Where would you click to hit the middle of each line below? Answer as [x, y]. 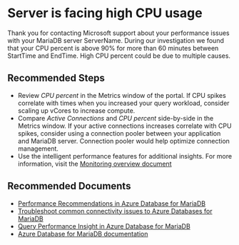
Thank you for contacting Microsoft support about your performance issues [118, 33]
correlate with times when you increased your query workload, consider [123, 103]
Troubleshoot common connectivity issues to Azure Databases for [115, 211]
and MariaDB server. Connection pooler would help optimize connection [124, 141]
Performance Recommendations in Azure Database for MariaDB [111, 203]
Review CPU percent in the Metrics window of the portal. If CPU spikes [122, 95]
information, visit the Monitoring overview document [95, 164]
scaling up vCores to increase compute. [76, 110]
